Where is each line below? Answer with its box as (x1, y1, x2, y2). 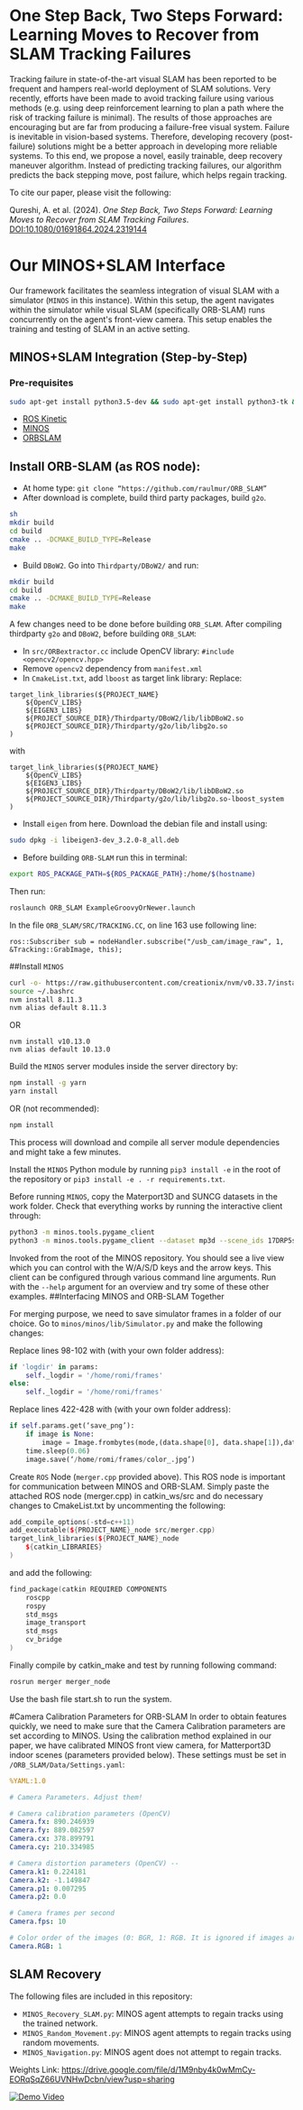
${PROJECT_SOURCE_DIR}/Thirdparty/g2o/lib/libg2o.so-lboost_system (25, 795, 284, 804)
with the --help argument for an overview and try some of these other (9, 1281, 270, 1291)
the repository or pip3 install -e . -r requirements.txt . (9, 1173, 225, 1184)
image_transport (25, 1618, 87, 1627)
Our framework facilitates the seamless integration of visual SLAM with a (9, 285, 280, 296)
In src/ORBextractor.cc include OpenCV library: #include (22, 646, 234, 657)
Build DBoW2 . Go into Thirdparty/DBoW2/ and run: (22, 560, 199, 570)
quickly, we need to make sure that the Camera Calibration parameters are (9, 1720, 286, 1731)
